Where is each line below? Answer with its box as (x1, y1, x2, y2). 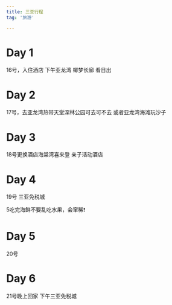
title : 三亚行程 (6, 8, 43, 15)
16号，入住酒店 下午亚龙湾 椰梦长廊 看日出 (6, 66, 112, 74)
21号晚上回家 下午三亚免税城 (6, 292, 77, 300)
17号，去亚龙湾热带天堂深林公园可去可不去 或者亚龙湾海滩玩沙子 (6, 109, 167, 116)
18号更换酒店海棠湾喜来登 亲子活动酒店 (6, 151, 104, 158)
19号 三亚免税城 (6, 193, 45, 201)
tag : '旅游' (6, 14, 34, 21)
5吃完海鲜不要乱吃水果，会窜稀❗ (6, 206, 86, 213)
